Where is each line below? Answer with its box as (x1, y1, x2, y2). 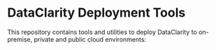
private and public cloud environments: (34, 35, 147, 43)
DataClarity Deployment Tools (7, 5, 186, 21)
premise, (7, 35, 33, 43)
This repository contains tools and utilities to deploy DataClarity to (7, 28, 198, 36)
